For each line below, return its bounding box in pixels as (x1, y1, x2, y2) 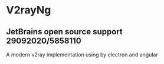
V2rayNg (6, 3, 51, 17)
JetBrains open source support (6, 27, 123, 37)
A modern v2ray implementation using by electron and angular (6, 51, 158, 58)
